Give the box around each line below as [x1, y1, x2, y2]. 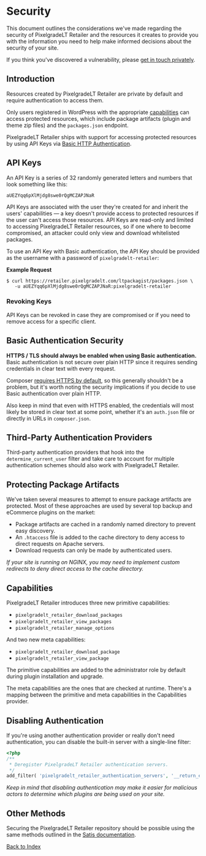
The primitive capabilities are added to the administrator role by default [6, 667, 186, 674]
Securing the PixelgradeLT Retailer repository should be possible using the [6, 825, 195, 832]
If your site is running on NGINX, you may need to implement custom [6, 559, 180, 566]
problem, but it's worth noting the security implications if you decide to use [6, 383, 196, 391]
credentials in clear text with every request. [6, 365, 116, 372]
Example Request [6, 266, 52, 273]
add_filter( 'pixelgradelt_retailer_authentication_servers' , [6, 773, 169, 779]
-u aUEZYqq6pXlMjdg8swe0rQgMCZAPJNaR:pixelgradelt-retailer [14, 283, 172, 289]
